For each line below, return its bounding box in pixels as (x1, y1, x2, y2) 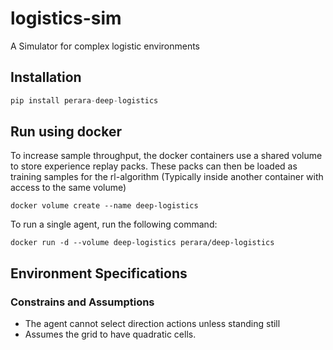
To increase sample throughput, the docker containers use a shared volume (10, 150, 323, 162)
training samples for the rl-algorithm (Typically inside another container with (10, 171, 324, 183)
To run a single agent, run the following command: (10, 218, 218, 231)
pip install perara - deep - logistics (10, 95, 159, 106)
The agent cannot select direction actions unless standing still (24, 318, 281, 330)
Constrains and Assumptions (10, 295, 155, 309)
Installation (10, 69, 82, 86)
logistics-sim (10, 7, 122, 30)
